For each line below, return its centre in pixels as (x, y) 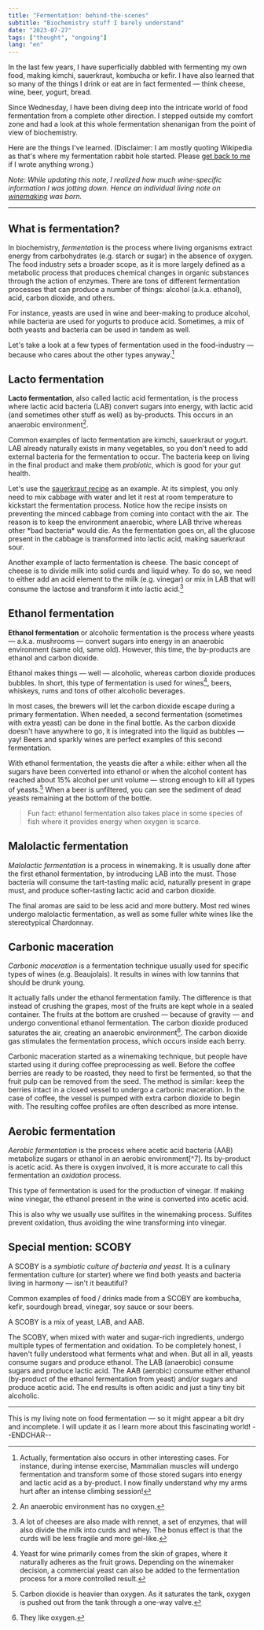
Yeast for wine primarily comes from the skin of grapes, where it (123, 1553)
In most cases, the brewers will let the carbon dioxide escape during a (122, 706)
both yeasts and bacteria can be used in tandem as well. (99, 329)
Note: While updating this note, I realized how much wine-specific (115, 180)
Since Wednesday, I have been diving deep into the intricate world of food (128, 108)
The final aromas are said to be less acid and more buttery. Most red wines (129, 905)
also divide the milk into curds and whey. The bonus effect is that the (131, 1530)
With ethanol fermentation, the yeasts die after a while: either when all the (128, 763)
